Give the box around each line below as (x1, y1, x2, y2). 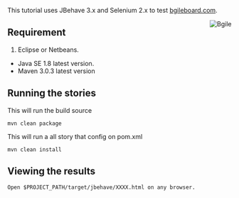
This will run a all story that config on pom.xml (7, 132, 143, 141)
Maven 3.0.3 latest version (17, 67, 96, 75)
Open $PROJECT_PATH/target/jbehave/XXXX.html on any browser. (7, 184, 196, 191)
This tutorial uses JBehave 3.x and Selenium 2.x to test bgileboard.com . (7, 6, 218, 14)
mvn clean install (7, 145, 62, 153)
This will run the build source (7, 106, 92, 114)
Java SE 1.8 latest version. (17, 59, 95, 67)
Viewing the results (7, 165, 96, 177)
